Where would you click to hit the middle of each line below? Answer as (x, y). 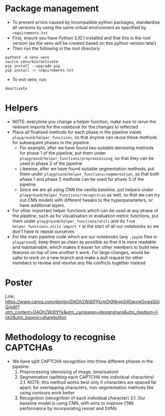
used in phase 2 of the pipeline (51, 163)
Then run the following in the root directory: (56, 48)
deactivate (16, 88)
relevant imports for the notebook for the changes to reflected (75, 127)
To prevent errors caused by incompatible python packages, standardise (86, 22)
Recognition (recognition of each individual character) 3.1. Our (82, 398)
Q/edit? (13, 307)
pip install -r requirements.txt (39, 70)
